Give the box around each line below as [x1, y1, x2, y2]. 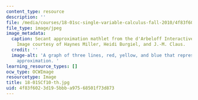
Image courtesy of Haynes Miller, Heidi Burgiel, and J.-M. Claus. [16, 42, 186, 48]
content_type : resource [6, 8, 65, 15]
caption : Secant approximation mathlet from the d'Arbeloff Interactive [11, 36, 194, 42]
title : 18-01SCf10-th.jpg [6, 80, 70, 86]
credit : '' [11, 47, 38, 53]
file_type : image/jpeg [6, 25, 62, 31]
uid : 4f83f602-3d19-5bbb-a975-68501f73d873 [6, 85, 115, 91]
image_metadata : [6, 31, 46, 36]
